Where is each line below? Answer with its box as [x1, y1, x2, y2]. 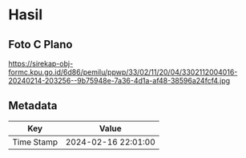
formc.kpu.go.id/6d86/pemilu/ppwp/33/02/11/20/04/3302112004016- [8, 67, 238, 77]
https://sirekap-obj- [8, 59, 74, 68]
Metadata [8, 99, 58, 113]
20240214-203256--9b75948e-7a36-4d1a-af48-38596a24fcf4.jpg [8, 76, 231, 85]
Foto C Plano [8, 38, 73, 51]
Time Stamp [12, 136, 58, 148]
